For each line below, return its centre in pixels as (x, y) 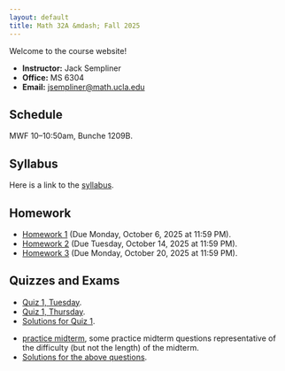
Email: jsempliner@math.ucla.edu (83, 87)
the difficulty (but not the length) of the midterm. (110, 347)
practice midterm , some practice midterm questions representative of (149, 338)
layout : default (39, 17)
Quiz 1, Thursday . (54, 312)
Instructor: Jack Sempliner (71, 68)
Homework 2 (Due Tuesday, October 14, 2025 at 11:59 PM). (130, 243)
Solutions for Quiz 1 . (58, 321)
